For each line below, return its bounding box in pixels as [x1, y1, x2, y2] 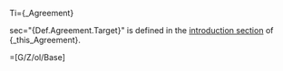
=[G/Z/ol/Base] [9, 52, 66, 62]
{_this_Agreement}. [9, 35, 82, 45]
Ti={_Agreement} [9, 8, 74, 18]
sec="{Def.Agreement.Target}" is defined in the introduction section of [9, 25, 274, 35]
